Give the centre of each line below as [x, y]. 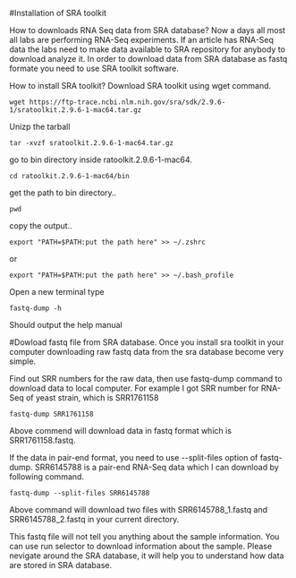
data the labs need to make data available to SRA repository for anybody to [148, 49]
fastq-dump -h [36, 308]
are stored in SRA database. [61, 565]
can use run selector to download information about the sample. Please [141, 546]
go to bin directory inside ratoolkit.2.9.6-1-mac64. [101, 160]
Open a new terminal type [57, 292]
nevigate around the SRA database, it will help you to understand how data [147, 556]
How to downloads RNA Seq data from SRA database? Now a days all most [148, 30]
